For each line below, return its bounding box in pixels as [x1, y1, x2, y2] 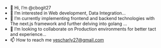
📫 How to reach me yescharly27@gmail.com [10, 37, 104, 42]
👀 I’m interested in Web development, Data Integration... [10, 10, 126, 16]
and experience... [10, 31, 47, 37]
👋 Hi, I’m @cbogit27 [10, 5, 51, 10]
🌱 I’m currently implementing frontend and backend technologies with [10, 15, 155, 21]
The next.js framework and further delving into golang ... [10, 20, 127, 26]
